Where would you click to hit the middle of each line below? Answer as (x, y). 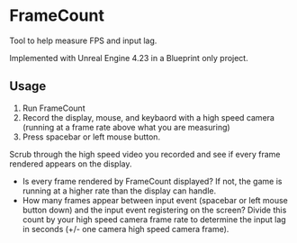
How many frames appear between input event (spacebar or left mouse (155, 200)
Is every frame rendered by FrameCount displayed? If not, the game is (152, 181)
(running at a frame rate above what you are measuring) (126, 127)
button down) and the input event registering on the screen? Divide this (154, 210)
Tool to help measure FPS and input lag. (83, 40)
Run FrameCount (54, 108)
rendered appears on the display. (71, 164)
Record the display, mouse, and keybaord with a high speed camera (148, 117)
